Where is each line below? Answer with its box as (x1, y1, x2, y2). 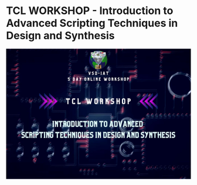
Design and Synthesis (6, 29, 115, 42)
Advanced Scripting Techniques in (6, 16, 178, 30)
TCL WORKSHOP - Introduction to (6, 4, 174, 18)
